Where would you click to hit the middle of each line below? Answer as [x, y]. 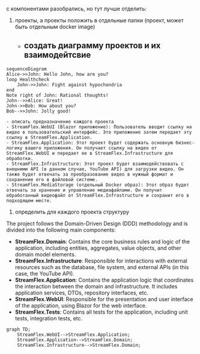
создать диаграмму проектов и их [92, 45]
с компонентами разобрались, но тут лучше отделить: [77, 9]
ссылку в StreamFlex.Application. [50, 137]
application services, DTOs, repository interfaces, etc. [82, 293]
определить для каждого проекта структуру [72, 212]
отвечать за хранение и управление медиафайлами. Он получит [84, 190]
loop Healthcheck [28, 79]
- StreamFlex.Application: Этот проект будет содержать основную [89, 143]
